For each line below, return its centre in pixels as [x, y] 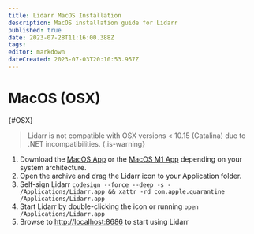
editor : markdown [37, 52]
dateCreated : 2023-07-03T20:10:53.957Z [74, 60]
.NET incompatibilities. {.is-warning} [86, 143]
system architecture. [53, 167]
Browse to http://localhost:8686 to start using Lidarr [104, 221]
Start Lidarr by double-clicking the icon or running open [109, 206]
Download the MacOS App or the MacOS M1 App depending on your [131, 159]
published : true [35, 30]
